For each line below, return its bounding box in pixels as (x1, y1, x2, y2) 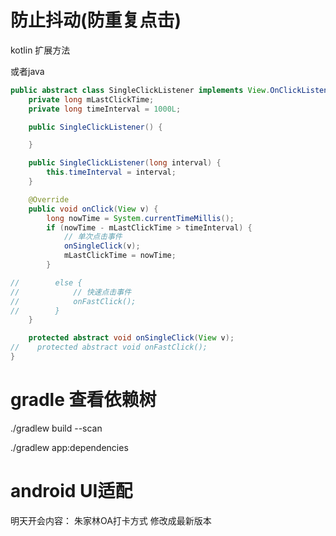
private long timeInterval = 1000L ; (28, 104, 182, 114)
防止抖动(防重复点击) (10, 9, 182, 32)
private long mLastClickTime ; (28, 94, 155, 105)
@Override (28, 194, 70, 205)
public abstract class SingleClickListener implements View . (10, 85, 271, 95)
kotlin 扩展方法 (10, 44, 71, 56)
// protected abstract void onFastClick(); (10, 342, 208, 353)
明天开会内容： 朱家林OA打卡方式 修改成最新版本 (10, 514, 212, 526)
